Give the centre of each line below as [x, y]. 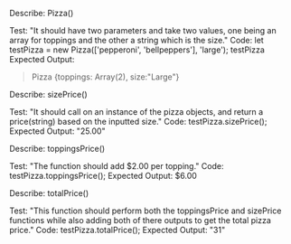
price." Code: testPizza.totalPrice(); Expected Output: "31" [117, 230]
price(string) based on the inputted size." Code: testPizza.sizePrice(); [138, 122]
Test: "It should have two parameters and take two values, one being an [143, 30]
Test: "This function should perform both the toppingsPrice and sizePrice [145, 211]
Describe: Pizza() [42, 13]
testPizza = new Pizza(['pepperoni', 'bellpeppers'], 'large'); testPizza [137, 50]
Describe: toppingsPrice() [57, 149]
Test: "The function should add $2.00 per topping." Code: [117, 166]
